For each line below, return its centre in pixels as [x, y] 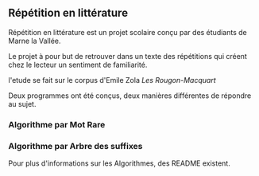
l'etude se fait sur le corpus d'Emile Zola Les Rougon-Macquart [112, 80]
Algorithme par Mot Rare [57, 124]
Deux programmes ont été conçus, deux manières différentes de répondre [130, 96]
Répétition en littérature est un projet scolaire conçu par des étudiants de [128, 32]
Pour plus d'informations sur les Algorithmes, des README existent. [119, 163]
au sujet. [22, 104]
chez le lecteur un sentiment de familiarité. [78, 65]
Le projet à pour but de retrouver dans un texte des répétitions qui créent [128, 56]
